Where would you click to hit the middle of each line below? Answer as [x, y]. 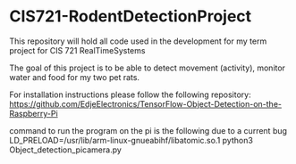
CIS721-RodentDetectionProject [131, 16]
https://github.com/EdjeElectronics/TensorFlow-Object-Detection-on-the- [145, 103]
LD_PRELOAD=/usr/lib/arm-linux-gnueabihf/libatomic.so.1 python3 [131, 140]
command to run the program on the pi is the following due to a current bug [148, 130]
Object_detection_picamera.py [66, 150]
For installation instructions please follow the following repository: [131, 94]
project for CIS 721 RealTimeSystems [77, 50]
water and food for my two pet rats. [75, 77]
